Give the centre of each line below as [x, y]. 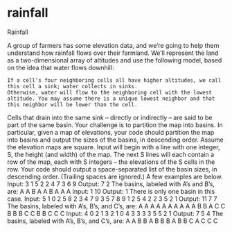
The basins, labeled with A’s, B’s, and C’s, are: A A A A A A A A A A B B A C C [116, 206]
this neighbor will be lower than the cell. [72, 105]
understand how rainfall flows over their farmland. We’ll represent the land [113, 53]
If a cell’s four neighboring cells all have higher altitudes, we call [114, 80]
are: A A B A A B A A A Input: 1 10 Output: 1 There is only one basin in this [111, 191]
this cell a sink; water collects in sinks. [72, 86]
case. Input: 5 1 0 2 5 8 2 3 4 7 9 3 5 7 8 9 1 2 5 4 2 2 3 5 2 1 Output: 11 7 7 [112, 199]
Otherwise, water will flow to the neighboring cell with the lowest [110, 92]
